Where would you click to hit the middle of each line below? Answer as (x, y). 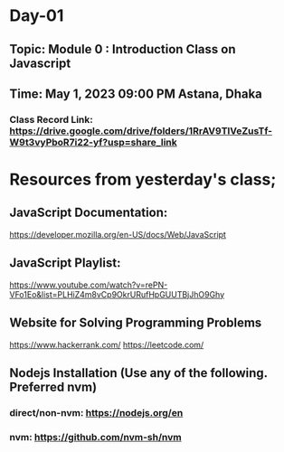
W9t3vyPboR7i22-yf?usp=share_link (94, 142)
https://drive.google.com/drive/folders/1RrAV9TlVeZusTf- (141, 130)
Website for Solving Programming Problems (136, 323)
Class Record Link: (51, 119)
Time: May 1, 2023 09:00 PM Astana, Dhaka (136, 94)
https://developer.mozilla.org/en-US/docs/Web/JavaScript (118, 234)
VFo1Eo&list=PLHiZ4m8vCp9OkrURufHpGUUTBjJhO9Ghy (117, 294)
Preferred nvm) (53, 386)
